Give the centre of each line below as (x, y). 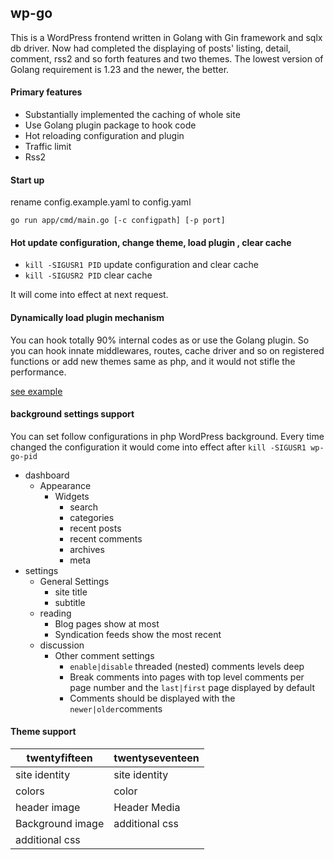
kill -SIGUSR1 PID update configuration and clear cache (141, 265)
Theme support (43, 732)
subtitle (70, 602)
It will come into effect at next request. (89, 295)
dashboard (47, 475)
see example (36, 391)
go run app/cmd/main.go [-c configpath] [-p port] (118, 221)
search (84, 507)
